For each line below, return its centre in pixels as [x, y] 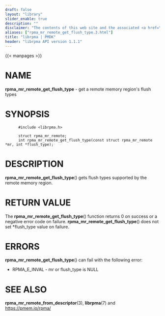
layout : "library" [24, 14]
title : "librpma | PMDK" [30, 37]
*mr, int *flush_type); [29, 144]
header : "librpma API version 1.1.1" [44, 42]
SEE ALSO [26, 289]
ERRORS [23, 246]
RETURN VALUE [38, 202]
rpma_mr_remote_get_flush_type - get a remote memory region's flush [78, 89]
